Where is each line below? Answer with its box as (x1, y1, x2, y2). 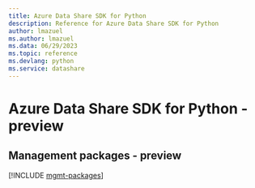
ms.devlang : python (8, 58, 74, 66)
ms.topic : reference (8, 49, 79, 58)
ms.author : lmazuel (8, 34, 74, 43)
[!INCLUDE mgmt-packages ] (8, 170, 104, 180)
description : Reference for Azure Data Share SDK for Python (8, 19, 219, 28)
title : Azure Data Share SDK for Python (8, 11, 147, 20)
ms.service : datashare (8, 65, 85, 73)
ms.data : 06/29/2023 (8, 42, 79, 50)
